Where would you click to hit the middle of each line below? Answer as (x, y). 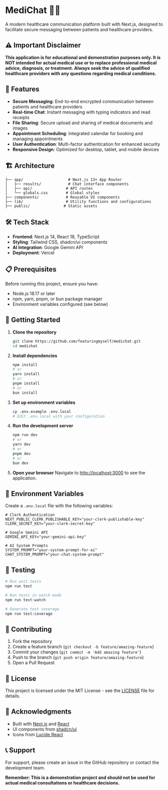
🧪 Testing (20, 570)
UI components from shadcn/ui (44, 729)
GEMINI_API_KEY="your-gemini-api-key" (46, 537)
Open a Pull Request (34, 663)
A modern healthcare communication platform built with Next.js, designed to (84, 24)
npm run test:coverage (29, 614)
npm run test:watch (26, 600)
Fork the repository (32, 641)
